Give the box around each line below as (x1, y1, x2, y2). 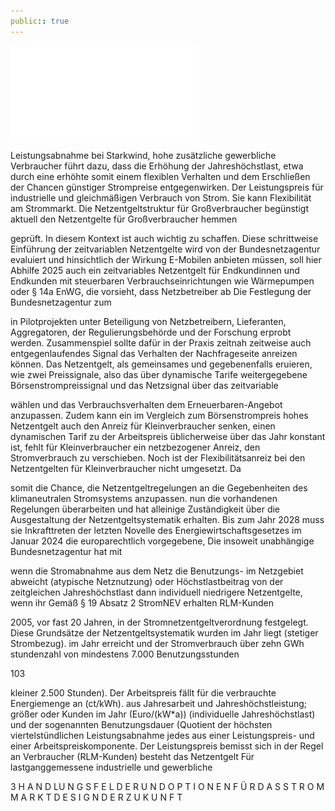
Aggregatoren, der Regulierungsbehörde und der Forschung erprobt (10, 326, 292, 338)
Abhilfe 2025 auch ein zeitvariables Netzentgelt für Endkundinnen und (10, 264, 300, 276)
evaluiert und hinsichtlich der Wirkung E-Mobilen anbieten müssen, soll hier (10, 253, 322, 265)
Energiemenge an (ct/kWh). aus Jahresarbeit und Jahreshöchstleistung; (10, 697, 308, 709)
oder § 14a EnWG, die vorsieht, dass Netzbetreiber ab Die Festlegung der (10, 285, 312, 297)
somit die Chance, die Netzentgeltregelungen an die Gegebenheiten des (10, 481, 308, 494)
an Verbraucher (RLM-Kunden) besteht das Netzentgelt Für (10, 750, 255, 762)
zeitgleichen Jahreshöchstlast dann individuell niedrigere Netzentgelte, (10, 586, 303, 598)
